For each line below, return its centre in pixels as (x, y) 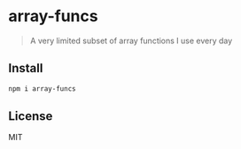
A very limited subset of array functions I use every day (131, 41)
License (31, 116)
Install (26, 68)
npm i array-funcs (42, 89)
